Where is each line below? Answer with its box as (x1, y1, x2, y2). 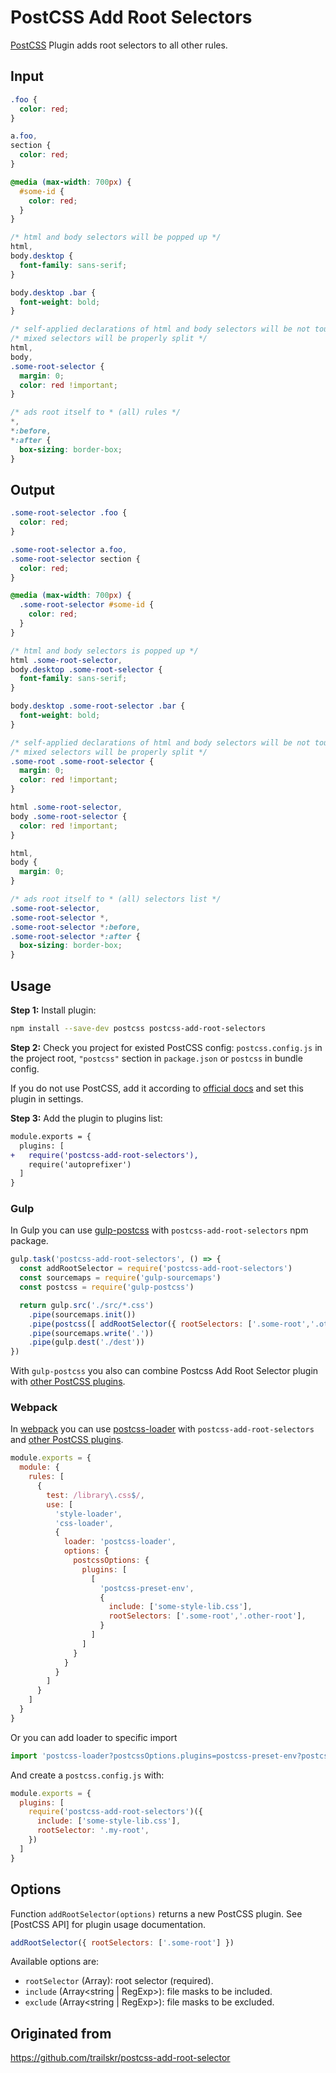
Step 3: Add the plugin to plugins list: (10, 1112, 163, 1124)
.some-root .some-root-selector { (10, 756, 155, 766)
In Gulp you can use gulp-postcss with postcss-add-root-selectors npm (10, 1224, 309, 1236)
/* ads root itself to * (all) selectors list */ (10, 894, 222, 905)
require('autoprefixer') (28, 1159, 132, 1170)
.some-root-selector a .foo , (10, 544, 128, 555)
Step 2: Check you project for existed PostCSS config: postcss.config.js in (10, 1041, 323, 1053)
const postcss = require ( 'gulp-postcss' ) (19, 1282, 195, 1293)
